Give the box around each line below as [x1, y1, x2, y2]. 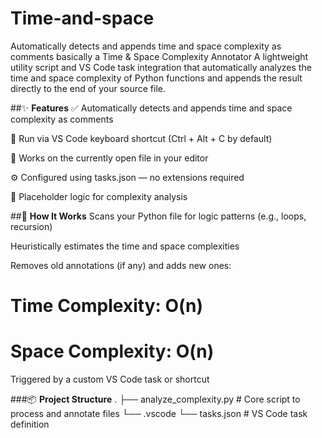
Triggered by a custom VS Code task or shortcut [10, 373, 210, 386]
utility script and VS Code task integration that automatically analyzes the [10, 61, 312, 73]
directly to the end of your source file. [10, 82, 167, 94]
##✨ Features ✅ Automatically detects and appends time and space [10, 102, 293, 114]
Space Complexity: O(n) [10, 340, 215, 363]
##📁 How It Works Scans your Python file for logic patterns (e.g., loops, [10, 210, 307, 222]
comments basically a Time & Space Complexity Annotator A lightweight [10, 50, 309, 62]
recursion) [10, 220, 53, 232]
